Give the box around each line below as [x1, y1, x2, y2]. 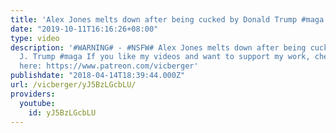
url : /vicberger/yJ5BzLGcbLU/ [10, 80, 137, 90]
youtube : [19, 98, 56, 108]
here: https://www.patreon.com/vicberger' [19, 61, 199, 71]
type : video [10, 33, 60, 43]
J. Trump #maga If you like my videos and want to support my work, [19, 52, 311, 62]
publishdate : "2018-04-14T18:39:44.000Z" [10, 71, 186, 81]
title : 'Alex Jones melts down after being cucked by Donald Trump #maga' [10, 14, 329, 25]
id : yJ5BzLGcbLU [28, 107, 97, 118]
